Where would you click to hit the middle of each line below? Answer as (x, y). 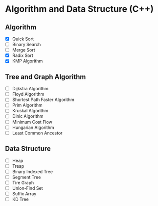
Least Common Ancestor (37, 133)
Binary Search (26, 45)
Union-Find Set (27, 188)
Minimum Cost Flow (32, 122)
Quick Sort (23, 39)
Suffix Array (24, 193)
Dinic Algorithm (28, 116)
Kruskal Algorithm (30, 111)
